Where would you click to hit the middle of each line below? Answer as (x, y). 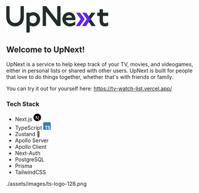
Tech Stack (23, 104)
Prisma (24, 166)
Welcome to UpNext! (46, 50)
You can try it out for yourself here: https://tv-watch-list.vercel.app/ (89, 88)
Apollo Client (30, 147)
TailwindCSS (30, 172)
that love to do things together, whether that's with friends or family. (90, 76)
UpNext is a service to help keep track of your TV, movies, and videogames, (100, 64)
